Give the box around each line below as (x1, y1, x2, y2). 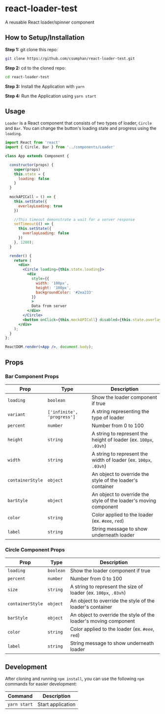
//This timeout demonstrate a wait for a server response (14, 217, 135, 222)
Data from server (31, 303, 67, 309)
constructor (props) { (9, 162, 54, 167)
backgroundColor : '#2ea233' (36, 290, 93, 295)
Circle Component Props (5, 546, 65, 553)
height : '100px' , (36, 285, 71, 290)
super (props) (14, 167, 41, 172)
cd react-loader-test (5, 74, 50, 79)
